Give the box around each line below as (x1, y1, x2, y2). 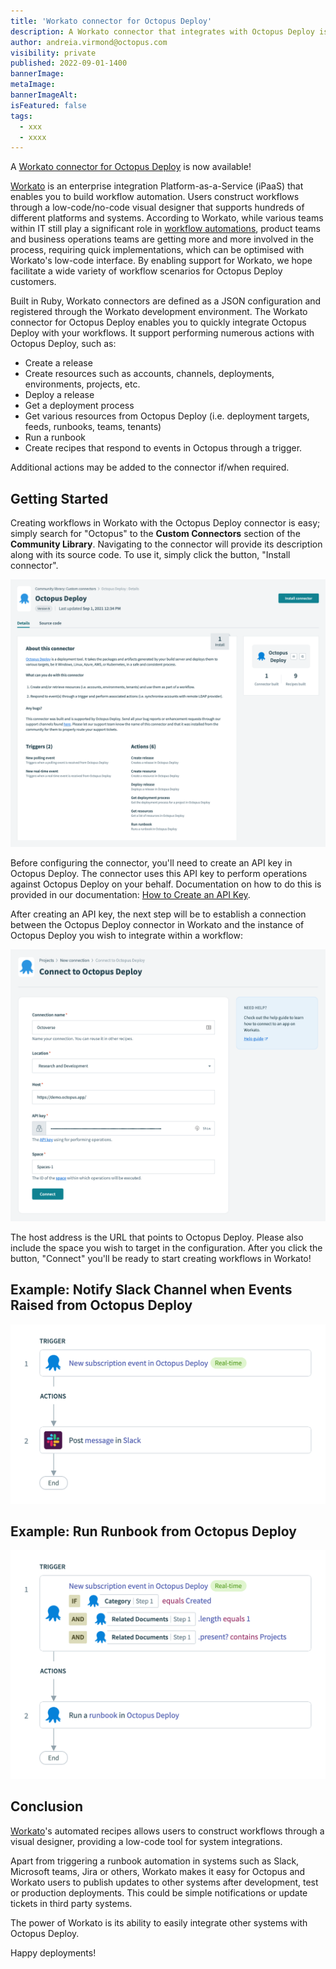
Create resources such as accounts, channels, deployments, (24, 368, 275, 380)
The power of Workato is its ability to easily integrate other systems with (10, 1916, 308, 1929)
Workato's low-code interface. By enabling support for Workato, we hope (10, 255, 313, 267)
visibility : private (10, 48, 97, 58)
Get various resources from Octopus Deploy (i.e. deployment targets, (24, 410, 310, 422)
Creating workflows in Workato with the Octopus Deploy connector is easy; (10, 517, 321, 529)
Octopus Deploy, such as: (10, 338, 117, 350)
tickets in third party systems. (10, 1897, 133, 1909)
